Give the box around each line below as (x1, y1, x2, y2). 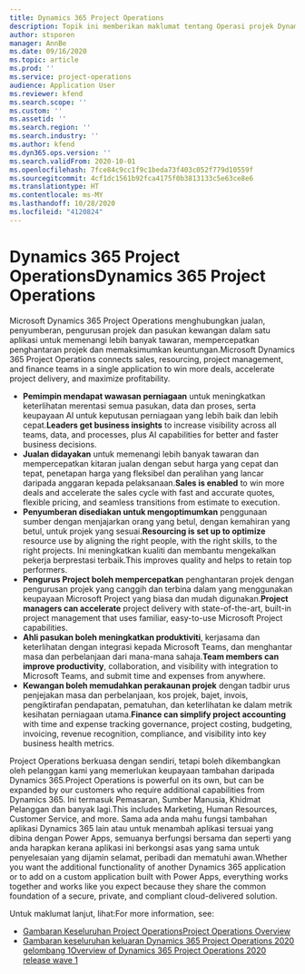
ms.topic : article (9, 55, 79, 64)
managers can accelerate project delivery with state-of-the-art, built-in (22, 603, 292, 614)
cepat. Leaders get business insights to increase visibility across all (22, 419, 277, 430)
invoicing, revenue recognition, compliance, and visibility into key (22, 728, 267, 739)
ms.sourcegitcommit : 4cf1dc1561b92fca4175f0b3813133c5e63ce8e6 (9, 173, 254, 182)
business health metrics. (22, 737, 115, 749)
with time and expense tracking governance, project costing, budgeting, (22, 718, 293, 729)
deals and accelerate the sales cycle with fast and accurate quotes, (22, 487, 275, 497)
